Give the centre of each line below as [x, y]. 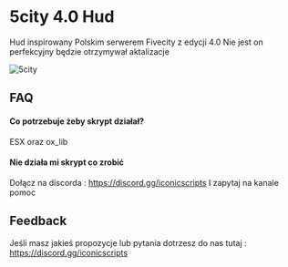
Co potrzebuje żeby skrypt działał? [77, 121]
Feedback [38, 221]
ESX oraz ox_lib [39, 141]
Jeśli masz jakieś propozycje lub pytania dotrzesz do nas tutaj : [129, 242]
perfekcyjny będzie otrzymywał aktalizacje [90, 51]
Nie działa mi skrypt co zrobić [67, 162]
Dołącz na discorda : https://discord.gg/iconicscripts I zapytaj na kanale [144, 182]
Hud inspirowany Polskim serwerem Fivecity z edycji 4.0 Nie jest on [137, 42]
